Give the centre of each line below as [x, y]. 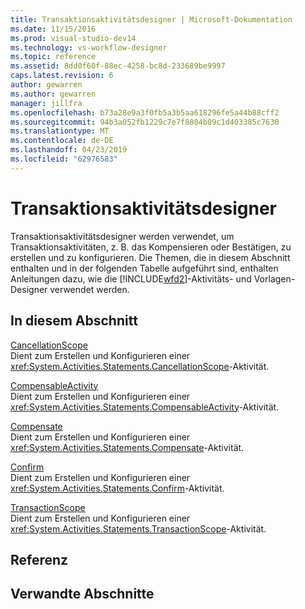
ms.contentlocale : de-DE [62, 141]
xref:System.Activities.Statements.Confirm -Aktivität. [117, 488]
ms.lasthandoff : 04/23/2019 [69, 150]
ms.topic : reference [53, 57]
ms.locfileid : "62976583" [64, 159]
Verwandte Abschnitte [82, 594]
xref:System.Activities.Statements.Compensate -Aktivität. [127, 447]
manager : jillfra [46, 103]
